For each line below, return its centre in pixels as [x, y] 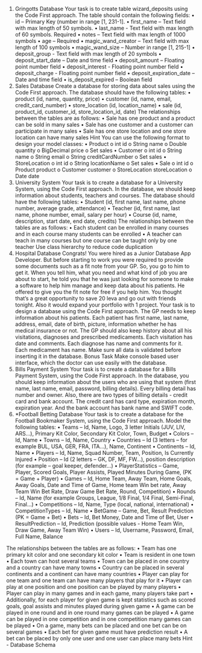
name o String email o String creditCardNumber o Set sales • [91, 157]
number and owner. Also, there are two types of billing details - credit [101, 395]
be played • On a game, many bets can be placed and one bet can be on [96, 625]
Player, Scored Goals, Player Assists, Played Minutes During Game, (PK [103, 472]
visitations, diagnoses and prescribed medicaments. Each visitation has [104, 337]
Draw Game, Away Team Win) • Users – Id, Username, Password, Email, [104, 530]
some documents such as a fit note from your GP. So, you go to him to [102, 266]
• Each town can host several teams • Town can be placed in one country [98, 561]
